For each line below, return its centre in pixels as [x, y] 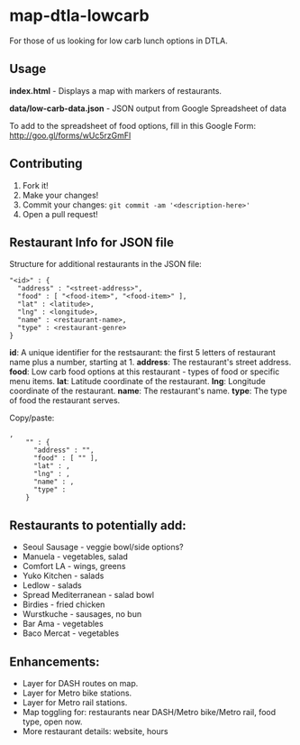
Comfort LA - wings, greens [74, 566]
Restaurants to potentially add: [98, 525]
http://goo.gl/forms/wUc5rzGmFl [70, 135]
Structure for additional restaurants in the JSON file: [106, 264]
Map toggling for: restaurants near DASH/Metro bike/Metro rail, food [149, 712]
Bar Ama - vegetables [63, 624]
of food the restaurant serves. [65, 400]
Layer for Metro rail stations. [75, 703]
